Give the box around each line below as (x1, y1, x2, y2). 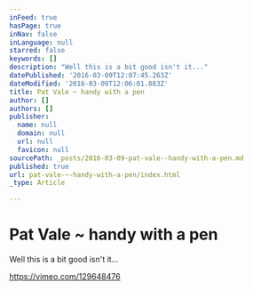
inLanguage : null (9, 37, 74, 47)
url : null (17, 137, 53, 146)
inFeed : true (9, 12, 58, 22)
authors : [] (9, 104, 53, 113)
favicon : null (17, 145, 69, 154)
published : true (9, 162, 69, 171)
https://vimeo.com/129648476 (9, 271, 122, 282)
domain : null (17, 129, 66, 138)
